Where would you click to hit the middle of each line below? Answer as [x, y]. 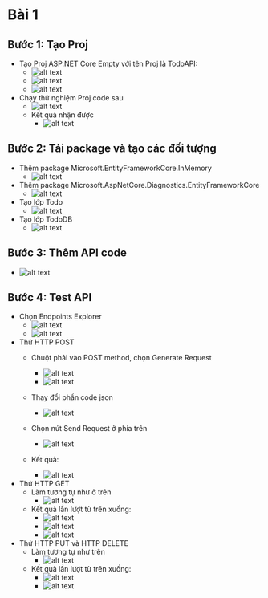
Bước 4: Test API [50, 297]
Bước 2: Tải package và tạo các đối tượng [112, 149]
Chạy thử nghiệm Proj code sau [71, 98]
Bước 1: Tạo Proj [48, 45]
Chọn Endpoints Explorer [60, 317]
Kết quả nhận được [62, 115]
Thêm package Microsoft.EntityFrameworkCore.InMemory [115, 168]
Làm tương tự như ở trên [71, 492]
